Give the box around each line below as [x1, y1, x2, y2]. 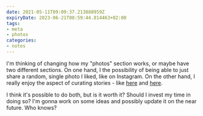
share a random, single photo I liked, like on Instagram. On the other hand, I [6, 73, 195, 80]
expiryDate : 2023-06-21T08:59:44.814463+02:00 [6, 15, 127, 21]
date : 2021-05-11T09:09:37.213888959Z [6, 9, 105, 15]
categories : [6, 37, 37, 43]
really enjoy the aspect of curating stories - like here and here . [6, 79, 163, 86]
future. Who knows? [6, 104, 57, 111]
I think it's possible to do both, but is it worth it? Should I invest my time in [6, 91, 191, 98]
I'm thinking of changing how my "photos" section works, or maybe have [6, 59, 190, 67]
